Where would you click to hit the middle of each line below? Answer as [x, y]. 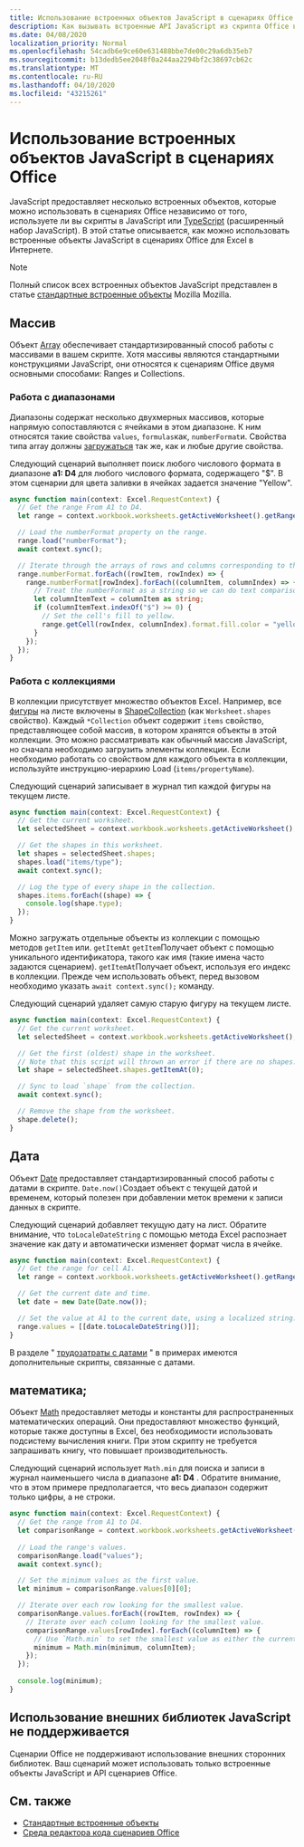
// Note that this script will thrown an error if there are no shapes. [157, 1062]
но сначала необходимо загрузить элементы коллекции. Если [130, 749]
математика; [48, 1390]
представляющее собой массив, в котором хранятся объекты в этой [143, 730]
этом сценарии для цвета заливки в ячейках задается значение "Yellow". [151, 483]
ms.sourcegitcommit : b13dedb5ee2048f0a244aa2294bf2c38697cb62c [131, 60]
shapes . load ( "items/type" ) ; [71, 862]
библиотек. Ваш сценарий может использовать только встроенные [140, 1763]
